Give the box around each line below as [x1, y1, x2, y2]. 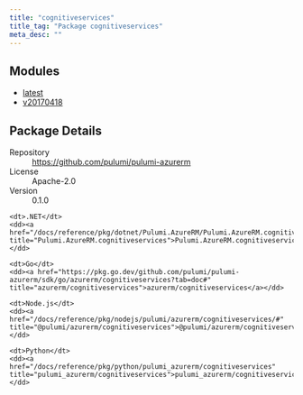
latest [22, 87, 43, 98]
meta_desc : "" [9, 30, 63, 39]
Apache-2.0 [32, 176, 77, 186]
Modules [9, 63, 60, 78]
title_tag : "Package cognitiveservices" [9, 22, 164, 31]
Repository [9, 147, 50, 158]
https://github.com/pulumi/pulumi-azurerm [32, 157, 191, 167]
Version [9, 186, 38, 196]
